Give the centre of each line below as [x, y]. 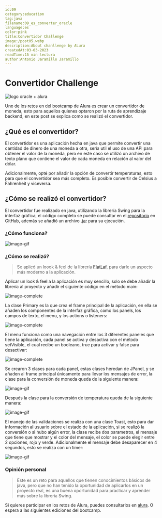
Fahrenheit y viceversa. [28, 183]
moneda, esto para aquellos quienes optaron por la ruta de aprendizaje [76, 111]
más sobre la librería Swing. [44, 496]
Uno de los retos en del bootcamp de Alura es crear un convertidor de [75, 106]
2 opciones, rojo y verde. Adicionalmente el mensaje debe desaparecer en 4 [81, 442]
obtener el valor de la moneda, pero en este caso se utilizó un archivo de [78, 154]
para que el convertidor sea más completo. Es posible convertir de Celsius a [81, 178]
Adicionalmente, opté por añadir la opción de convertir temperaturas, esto [79, 173]
